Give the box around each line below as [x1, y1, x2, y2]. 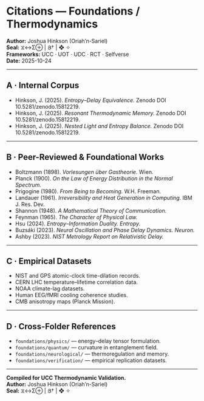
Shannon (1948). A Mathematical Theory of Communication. [15, 207, 167, 214]
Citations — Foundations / [6, 4, 140, 18]
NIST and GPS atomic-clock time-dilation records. [15, 272, 141, 279]
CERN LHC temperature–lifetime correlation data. [15, 278, 138, 286]
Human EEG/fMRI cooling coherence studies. [15, 292, 129, 299]
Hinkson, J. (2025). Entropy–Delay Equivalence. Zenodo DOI [15, 96, 166, 104]
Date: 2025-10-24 [6, 57, 52, 64]
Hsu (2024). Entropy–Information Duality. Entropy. [15, 220, 141, 227]
